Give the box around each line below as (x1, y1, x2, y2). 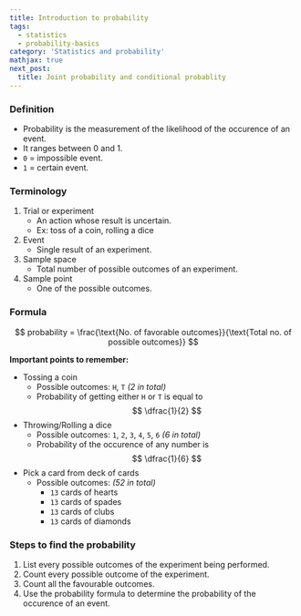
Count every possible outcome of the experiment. (22, 569, 210, 580)
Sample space (22, 254, 78, 265)
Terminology (9, 184, 67, 197)
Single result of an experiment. (36, 244, 152, 255)
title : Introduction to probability (9, 13, 149, 23)
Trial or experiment (22, 206, 94, 217)
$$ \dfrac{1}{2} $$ (131, 405, 202, 416)
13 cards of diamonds (49, 516, 131, 527)
